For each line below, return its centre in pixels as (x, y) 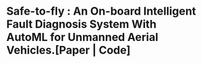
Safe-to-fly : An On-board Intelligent (101, 11)
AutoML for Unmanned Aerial (82, 37)
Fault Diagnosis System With (81, 24)
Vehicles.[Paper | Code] (68, 50)
